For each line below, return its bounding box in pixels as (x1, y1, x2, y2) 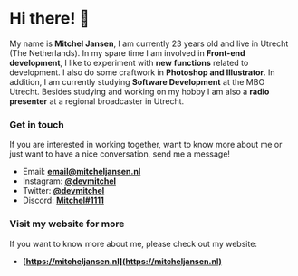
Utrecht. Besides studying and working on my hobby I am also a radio (9, 86, 270, 97)
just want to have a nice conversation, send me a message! (9, 148, 231, 159)
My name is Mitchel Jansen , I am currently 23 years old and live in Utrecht (9, 38, 289, 49)
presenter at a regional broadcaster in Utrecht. (9, 95, 185, 107)
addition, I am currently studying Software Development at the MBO (9, 76, 265, 87)
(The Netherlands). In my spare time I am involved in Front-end (9, 47, 246, 58)
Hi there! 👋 (9, 8, 91, 29)
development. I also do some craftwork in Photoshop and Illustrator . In (9, 67, 275, 78)
